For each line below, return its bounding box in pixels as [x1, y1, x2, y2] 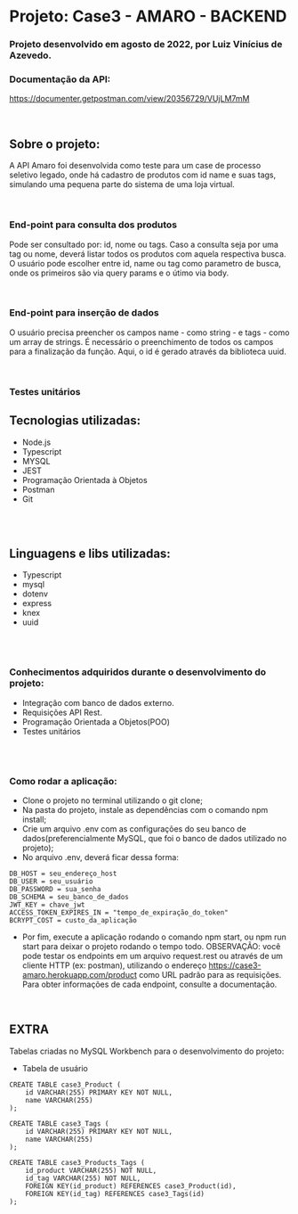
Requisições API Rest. [21, 707, 102, 718]
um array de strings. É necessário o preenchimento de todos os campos [9, 336, 274, 347]
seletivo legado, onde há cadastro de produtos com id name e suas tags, [9, 169, 277, 180]
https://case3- [208, 960, 262, 971]
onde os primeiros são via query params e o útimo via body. [9, 267, 230, 278]
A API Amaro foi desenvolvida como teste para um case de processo [9, 160, 262, 171]
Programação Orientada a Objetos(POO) [21, 716, 171, 727]
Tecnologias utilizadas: [9, 413, 141, 429]
